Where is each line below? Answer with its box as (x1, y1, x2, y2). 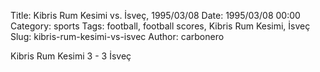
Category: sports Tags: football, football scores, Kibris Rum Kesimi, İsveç (10, 20, 311, 32)
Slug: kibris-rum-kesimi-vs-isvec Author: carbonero (10, 31, 225, 42)
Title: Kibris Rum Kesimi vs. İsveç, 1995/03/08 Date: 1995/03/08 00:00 (10, 10, 301, 21)
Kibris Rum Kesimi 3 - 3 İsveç (10, 50, 132, 62)
